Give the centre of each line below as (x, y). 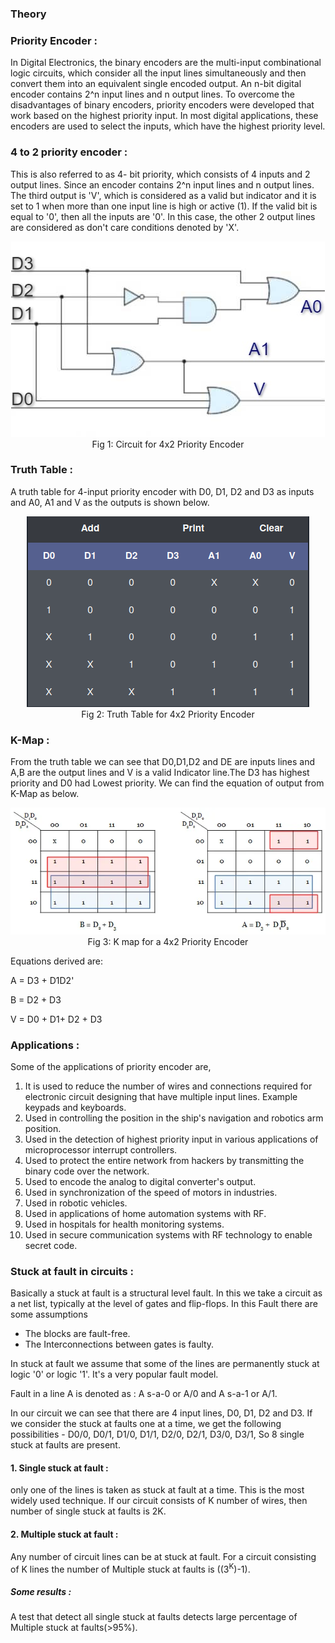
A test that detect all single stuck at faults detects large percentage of (154, 1617)
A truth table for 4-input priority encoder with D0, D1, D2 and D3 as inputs (162, 491)
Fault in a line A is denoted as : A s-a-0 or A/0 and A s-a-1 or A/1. (144, 1394)
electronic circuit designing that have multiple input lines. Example (161, 1096)
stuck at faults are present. (65, 1445)
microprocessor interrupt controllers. (101, 1149)
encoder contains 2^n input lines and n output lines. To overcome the (152, 94)
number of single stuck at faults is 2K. (88, 1511)
